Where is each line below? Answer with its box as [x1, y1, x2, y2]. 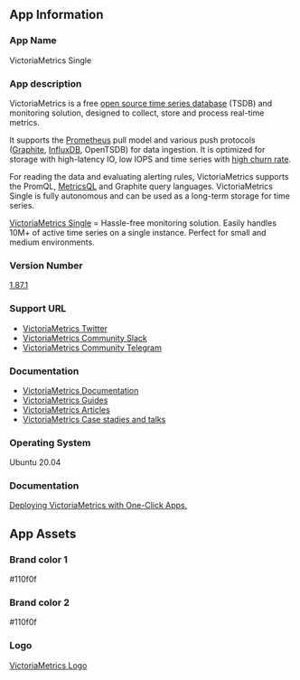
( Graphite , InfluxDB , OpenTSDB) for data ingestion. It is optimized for [9, 144, 266, 154]
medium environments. [9, 237, 95, 247]
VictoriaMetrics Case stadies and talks [22, 414, 166, 424]
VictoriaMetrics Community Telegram [22, 342, 163, 353]
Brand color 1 [9, 553, 68, 565]
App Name [9, 34, 57, 47]
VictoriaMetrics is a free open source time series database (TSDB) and [9, 98, 273, 108]
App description [9, 77, 82, 89]
